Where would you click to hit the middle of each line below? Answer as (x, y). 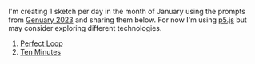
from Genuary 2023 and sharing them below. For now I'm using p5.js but (128, 20)
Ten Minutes (40, 52)
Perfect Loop (42, 43)
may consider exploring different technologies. (85, 28)
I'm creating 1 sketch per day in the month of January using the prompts (127, 11)
